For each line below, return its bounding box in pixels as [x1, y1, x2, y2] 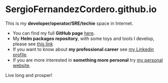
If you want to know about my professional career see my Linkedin [12, 46, 154, 52]
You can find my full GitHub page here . [12, 30, 95, 36]
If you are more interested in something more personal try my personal [12, 57, 163, 63]
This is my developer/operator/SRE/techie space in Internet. [5, 20, 133, 26]
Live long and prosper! [5, 72, 52, 78]
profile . [12, 52, 28, 58]
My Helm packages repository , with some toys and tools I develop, [12, 35, 155, 41]
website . [12, 62, 31, 68]
